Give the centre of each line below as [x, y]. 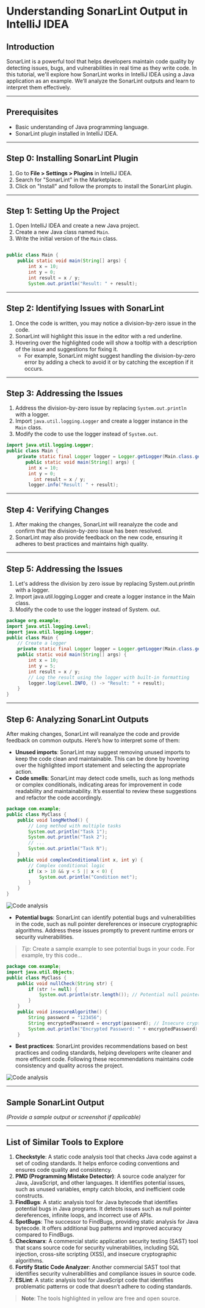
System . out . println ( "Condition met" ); [88, 877]
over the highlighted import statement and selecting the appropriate [100, 765]
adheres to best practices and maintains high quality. [81, 544]
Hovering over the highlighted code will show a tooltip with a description [106, 343]
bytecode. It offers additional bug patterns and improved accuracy [99, 1228]
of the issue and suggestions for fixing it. [67, 349]
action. [24, 772]
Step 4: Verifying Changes [58, 510]
